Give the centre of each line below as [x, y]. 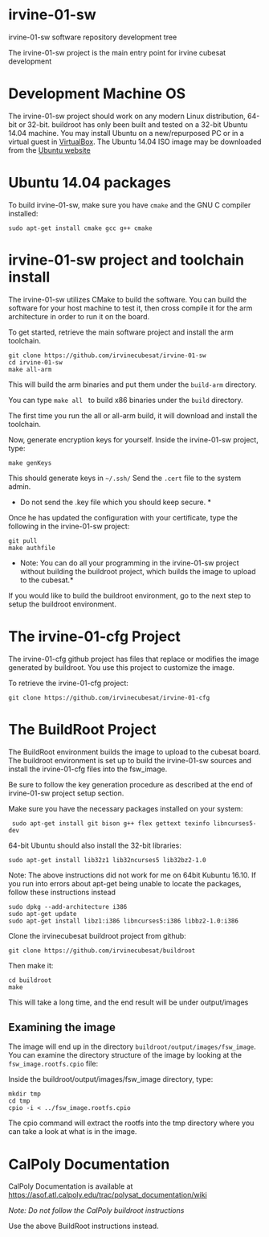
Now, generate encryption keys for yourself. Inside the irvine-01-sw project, [133, 439]
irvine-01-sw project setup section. [66, 793]
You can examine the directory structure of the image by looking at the [125, 1055]
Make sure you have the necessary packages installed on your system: [126, 808]
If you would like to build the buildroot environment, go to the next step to [130, 595]
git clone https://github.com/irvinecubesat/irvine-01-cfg [109, 697]
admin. [20, 486]
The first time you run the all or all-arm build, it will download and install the [133, 415]
